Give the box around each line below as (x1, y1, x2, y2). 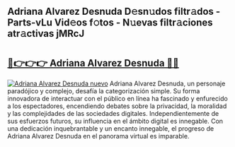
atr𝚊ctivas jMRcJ (7, 28, 85, 40)
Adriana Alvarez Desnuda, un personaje (109, 79, 226, 88)
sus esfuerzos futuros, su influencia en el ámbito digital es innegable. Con (7, 117, 224, 125)
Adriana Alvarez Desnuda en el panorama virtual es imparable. (7, 132, 190, 140)
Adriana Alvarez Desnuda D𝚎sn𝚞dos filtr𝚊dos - (7, 6, 221, 18)
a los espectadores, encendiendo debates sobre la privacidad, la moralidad (7, 102, 227, 110)
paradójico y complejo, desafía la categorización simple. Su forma (7, 87, 200, 95)
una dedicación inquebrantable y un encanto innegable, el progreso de (7, 124, 214, 133)
